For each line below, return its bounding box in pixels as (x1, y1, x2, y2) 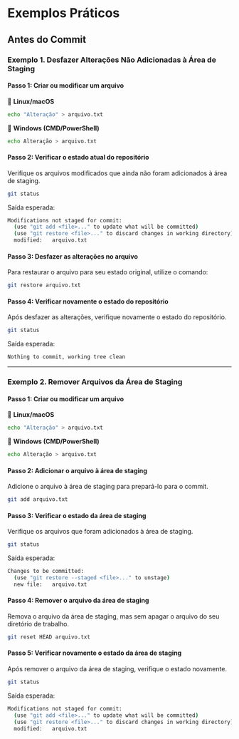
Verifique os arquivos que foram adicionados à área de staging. (7, 527, 193, 536)
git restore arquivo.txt (7, 281, 81, 289)
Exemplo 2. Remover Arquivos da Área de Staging (7, 376, 183, 386)
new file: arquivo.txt (14, 581, 87, 588)
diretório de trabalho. (7, 619, 70, 628)
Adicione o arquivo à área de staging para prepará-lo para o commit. (7, 482, 208, 491)
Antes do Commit (7, 33, 87, 46)
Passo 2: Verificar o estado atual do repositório (7, 153, 149, 162)
